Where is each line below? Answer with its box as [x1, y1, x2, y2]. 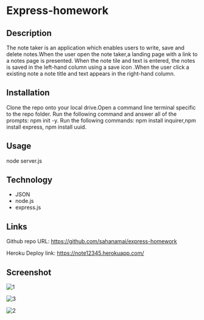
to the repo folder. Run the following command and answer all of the [6, 110, 177, 118]
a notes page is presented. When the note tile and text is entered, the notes [6, 57, 195, 64]
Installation [6, 88, 50, 98]
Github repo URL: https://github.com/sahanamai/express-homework [6, 238, 178, 245]
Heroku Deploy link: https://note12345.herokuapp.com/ [6, 249, 144, 257]
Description [6, 28, 52, 38]
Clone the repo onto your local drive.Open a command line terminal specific [6, 104, 196, 111]
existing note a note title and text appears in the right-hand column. [6, 70, 175, 77]
